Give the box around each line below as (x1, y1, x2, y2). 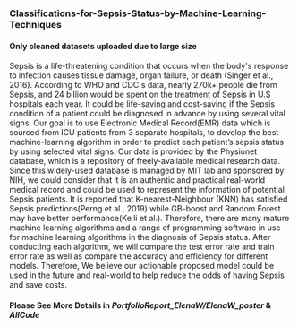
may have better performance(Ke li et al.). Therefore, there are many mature (9, 213, 290, 224)
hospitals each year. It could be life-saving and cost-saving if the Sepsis (9, 99, 276, 109)
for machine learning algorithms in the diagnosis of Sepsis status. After (9, 232, 271, 243)
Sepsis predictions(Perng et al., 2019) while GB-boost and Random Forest (9, 203, 281, 214)
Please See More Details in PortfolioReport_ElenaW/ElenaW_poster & (9, 299, 271, 311)
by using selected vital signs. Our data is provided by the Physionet (9, 146, 258, 157)
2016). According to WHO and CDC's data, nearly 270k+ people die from (9, 80, 277, 90)
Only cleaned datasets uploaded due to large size (9, 40, 197, 51)
